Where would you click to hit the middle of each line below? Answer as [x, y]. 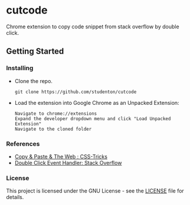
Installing [20, 68]
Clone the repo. [34, 81]
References [23, 144]
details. [15, 197]
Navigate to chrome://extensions [56, 113]
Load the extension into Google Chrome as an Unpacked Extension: [97, 102]
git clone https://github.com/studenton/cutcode [76, 92]
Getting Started [35, 52]
